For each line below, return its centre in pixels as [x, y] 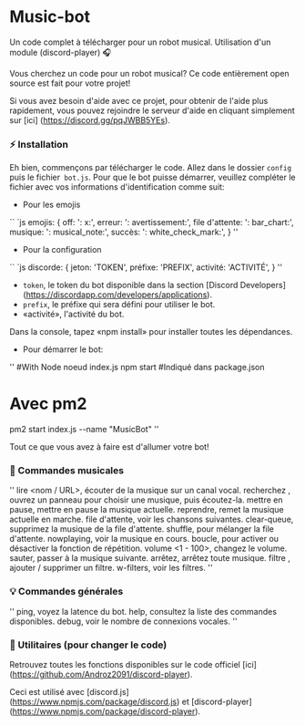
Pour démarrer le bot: [63, 349]
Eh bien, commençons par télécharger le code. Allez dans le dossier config [151, 168]
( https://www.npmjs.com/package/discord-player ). [105, 711]
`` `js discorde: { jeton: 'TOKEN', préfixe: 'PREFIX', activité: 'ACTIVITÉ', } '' [146, 267]
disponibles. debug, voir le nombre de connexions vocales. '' [124, 621]
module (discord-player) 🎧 [61, 52]
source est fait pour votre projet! [70, 83]
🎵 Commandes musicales [67, 471]
